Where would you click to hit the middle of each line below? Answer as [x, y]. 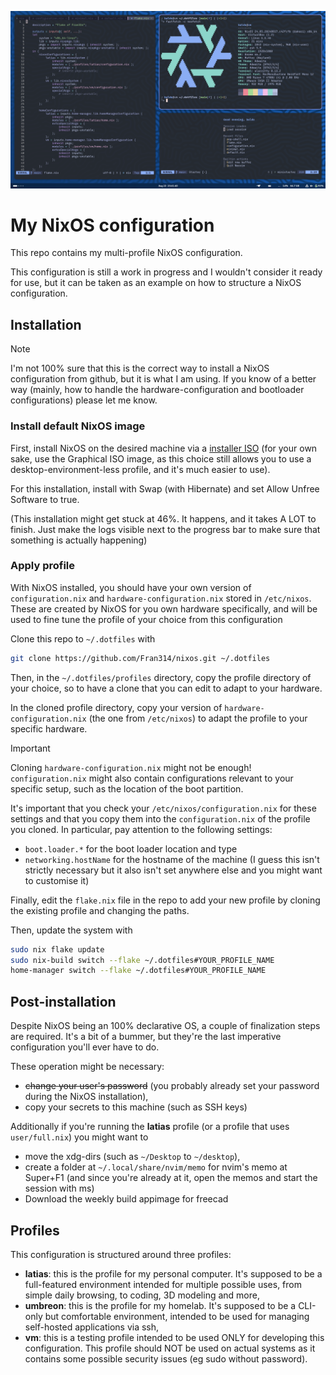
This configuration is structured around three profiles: [121, 1254]
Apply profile [43, 566]
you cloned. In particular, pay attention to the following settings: [141, 829]
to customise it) [57, 880]
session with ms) [59, 1188]
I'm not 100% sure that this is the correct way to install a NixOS [140, 368]
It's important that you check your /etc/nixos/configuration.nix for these [163, 808]
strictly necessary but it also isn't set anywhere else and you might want [173, 870]
